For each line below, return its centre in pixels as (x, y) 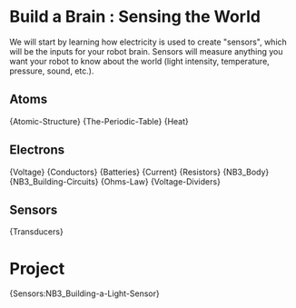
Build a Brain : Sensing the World (135, 17)
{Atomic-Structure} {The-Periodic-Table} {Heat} (99, 121)
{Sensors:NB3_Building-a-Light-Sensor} (85, 293)
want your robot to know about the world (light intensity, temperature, (139, 61)
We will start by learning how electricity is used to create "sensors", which (148, 42)
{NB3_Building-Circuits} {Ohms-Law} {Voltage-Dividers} (115, 181)
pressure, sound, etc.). (52, 71)
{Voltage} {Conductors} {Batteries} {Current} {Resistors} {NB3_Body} (139, 172)
